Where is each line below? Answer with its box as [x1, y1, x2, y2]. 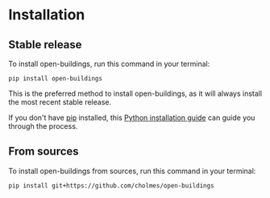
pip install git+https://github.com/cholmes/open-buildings [8, 181, 215, 190]
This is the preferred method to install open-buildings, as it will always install [8, 89, 263, 98]
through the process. [8, 122, 78, 130]
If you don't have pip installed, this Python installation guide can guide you [8, 113, 255, 122]
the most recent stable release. [8, 97, 111, 106]
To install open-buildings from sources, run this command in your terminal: [8, 166, 256, 175]
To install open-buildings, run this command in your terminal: [8, 59, 210, 68]
